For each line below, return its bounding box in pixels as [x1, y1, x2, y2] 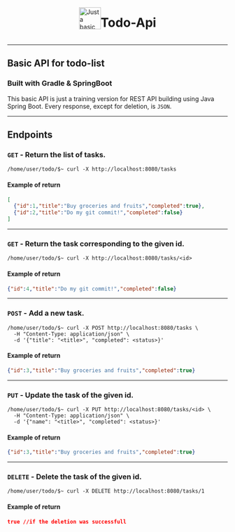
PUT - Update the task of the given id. [7, 390, 134, 400]
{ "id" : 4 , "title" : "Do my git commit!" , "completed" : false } [7, 285, 177, 292]
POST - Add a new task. [7, 308, 85, 318]
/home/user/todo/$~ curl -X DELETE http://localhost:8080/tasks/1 [7, 488, 205, 495]
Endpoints [7, 129, 53, 141]
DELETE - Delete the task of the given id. [7, 472, 142, 481]
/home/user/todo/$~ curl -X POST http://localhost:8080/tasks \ [7, 324, 199, 331]
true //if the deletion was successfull [7, 518, 127, 525]
